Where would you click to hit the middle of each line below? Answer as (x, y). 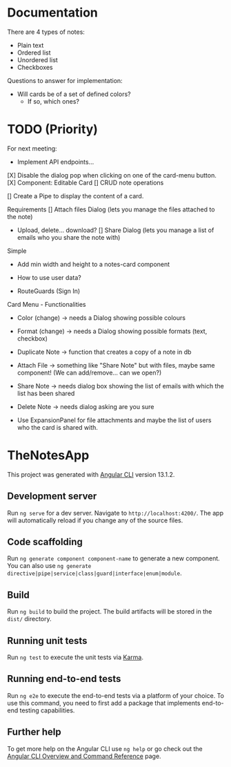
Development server (52, 496)
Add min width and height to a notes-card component (93, 264)
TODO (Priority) (53, 130)
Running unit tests (47, 641)
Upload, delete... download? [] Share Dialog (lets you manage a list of (115, 230)
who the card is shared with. (58, 427)
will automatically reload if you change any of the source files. (95, 520)
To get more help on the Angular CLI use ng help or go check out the (105, 748)
